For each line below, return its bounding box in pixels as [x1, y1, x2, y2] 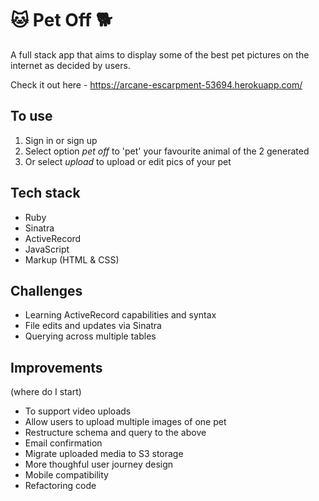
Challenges [10, 282, 83, 299]
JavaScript [24, 243, 70, 255]
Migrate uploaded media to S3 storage [24, 448, 184, 460]
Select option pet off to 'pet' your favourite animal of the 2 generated [24, 145, 310, 157]
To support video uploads [24, 405, 132, 417]
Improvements [10, 359, 103, 376]
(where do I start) [10, 386, 82, 398]
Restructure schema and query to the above [24, 427, 207, 439]
